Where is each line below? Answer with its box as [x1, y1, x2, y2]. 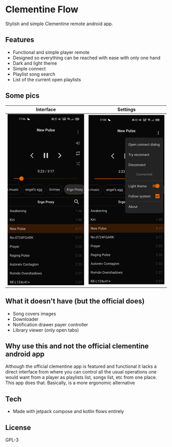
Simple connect [12, 65, 46, 71]
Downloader [12, 316, 39, 322]
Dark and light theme [12, 60, 57, 66]
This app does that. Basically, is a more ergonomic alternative [5, 380, 135, 386]
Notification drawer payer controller [12, 321, 89, 327]
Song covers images [12, 310, 56, 316]
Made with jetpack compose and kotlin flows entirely [12, 408, 124, 415]
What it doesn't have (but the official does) [5, 297, 145, 306]
